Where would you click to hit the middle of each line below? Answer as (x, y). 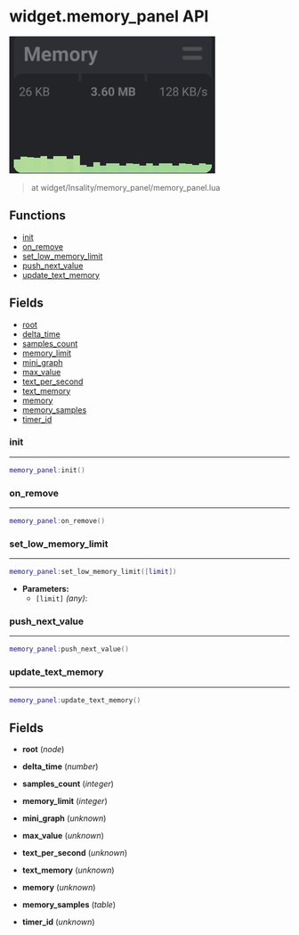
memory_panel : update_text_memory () (75, 700)
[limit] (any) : (61, 598)
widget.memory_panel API (109, 16)
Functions (38, 216)
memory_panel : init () (48, 470)
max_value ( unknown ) (63, 836)
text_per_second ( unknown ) (75, 853)
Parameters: (45, 589)
